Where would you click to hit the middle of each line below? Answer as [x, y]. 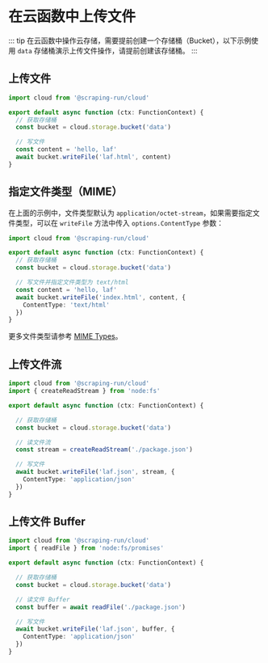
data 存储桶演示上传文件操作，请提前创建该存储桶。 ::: [107, 50]
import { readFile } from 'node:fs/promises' [86, 548]
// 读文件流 [33, 442]
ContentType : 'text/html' [67, 305]
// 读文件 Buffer [43, 599]
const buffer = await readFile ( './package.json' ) [100, 607]
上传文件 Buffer [47, 522]
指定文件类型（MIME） [65, 192]
